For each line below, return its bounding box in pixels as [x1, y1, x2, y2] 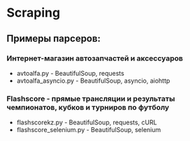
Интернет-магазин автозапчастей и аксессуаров [6, 53, 183, 63]
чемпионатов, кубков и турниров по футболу [6, 102, 170, 112]
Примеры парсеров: [6, 33, 101, 44]
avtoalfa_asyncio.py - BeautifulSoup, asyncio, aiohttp [16, 76, 170, 85]
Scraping [6, 5, 61, 21]
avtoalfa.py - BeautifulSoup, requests [16, 69, 125, 77]
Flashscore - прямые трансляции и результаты [6, 94, 175, 103]
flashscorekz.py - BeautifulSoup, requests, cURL [16, 118, 158, 126]
